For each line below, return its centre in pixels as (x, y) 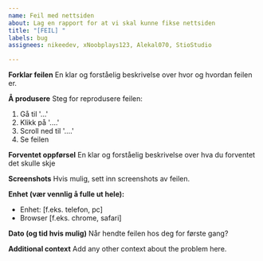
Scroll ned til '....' (47, 131)
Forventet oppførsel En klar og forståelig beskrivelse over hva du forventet (132, 155)
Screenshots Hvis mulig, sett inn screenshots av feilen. (99, 179)
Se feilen (34, 139)
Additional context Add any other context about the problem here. (118, 249)
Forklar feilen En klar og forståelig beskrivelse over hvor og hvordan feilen (130, 75)
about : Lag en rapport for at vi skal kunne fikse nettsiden (112, 23)
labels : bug (28, 38)
